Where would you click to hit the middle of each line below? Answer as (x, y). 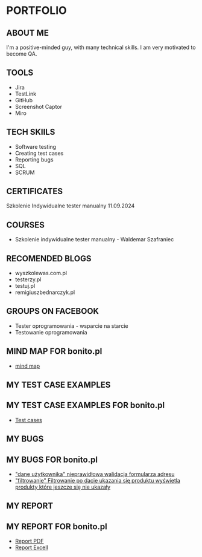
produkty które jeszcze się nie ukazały (62, 487)
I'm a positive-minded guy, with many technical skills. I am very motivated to (101, 47)
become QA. (22, 54)
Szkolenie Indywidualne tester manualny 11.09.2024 (71, 206)
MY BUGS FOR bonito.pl (52, 459)
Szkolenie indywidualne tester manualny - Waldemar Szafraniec (94, 239)
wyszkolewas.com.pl (41, 273)
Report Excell (31, 547)
